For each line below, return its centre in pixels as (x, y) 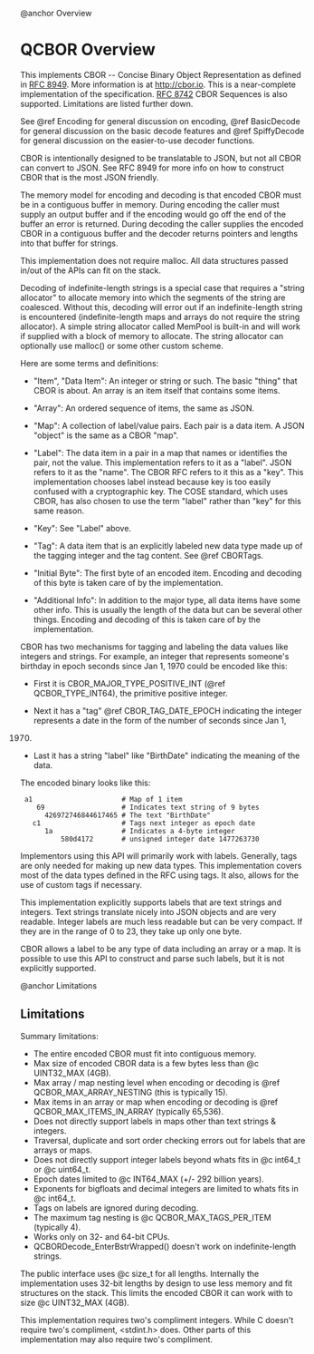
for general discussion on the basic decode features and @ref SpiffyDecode (162, 131)
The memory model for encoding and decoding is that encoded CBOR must (161, 195)
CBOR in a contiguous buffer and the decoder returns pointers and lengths (159, 233)
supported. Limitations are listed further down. (107, 103)
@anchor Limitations (59, 985)
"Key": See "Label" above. (82, 528)
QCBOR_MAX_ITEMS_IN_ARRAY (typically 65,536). (128, 1111)
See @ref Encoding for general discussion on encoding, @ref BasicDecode (160, 121)
